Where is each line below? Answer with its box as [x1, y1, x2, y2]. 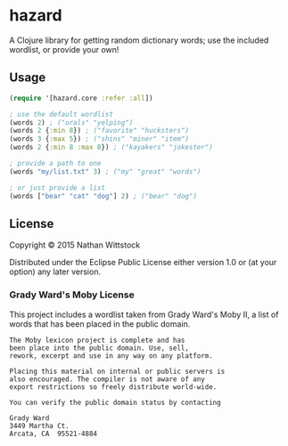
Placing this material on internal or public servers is [9, 367, 226, 376]
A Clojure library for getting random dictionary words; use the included [9, 35, 269, 45]
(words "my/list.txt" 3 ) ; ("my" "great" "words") [9, 166, 202, 176]
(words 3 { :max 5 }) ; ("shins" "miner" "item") [9, 134, 190, 143]
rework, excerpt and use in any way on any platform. [9, 351, 214, 361]
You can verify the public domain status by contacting [9, 398, 221, 407]
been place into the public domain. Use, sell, [9, 344, 190, 353]
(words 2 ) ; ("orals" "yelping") [9, 118, 134, 127]
